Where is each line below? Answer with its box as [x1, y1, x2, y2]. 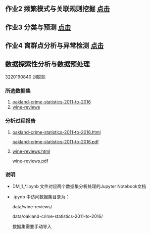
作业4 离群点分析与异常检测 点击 [5, 42, 104, 50]
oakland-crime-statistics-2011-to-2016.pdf [12, 139, 99, 144]
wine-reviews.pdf [12, 158, 49, 164]
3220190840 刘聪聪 [5, 74, 46, 80]
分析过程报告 [5, 118, 36, 125]
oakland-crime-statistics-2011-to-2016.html [12, 129, 101, 135]
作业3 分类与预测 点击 [5, 23, 71, 31]
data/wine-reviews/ [12, 203, 52, 209]
